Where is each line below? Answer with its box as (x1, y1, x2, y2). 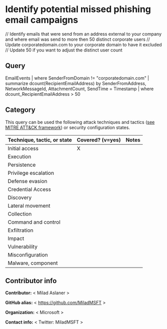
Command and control (8, 218, 61, 225)
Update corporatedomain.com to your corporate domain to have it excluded (5, 41, 162, 47)
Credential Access (8, 185, 51, 192)
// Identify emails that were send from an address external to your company (5, 31, 162, 37)
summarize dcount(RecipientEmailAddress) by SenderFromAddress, (5, 80, 147, 86)
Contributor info (5, 276, 57, 285)
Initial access (8, 145, 39, 152)
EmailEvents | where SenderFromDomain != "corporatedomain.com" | (5, 75, 149, 81)
